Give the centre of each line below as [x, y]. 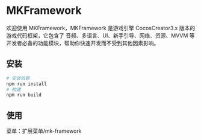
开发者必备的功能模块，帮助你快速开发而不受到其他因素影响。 [83, 43]
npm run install [26, 84]
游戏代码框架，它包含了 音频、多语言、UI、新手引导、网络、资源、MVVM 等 [100, 35]
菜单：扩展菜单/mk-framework [44, 131]
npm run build [24, 95]
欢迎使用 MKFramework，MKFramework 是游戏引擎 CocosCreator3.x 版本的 [101, 28]
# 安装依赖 [18, 78]
